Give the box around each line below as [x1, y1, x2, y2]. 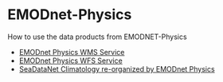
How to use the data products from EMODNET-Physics [7, 32, 188, 41]
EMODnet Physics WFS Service [18, 56, 123, 65]
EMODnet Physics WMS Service [18, 47, 125, 57]
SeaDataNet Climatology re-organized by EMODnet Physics [18, 64, 216, 73]
